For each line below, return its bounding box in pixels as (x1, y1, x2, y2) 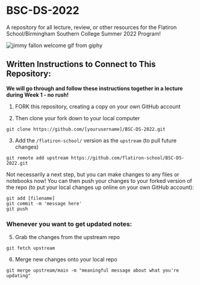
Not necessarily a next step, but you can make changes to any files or (6, 170, 180, 178)
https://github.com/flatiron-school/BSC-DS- (70, 155, 185, 161)
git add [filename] (6, 195, 55, 201)
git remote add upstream (6, 155, 69, 161)
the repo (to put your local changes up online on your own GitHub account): (6, 184, 195, 191)
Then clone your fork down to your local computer (14, 114, 140, 121)
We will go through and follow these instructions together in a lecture (6, 85, 183, 92)
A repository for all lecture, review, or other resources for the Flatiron (6, 24, 177, 31)
